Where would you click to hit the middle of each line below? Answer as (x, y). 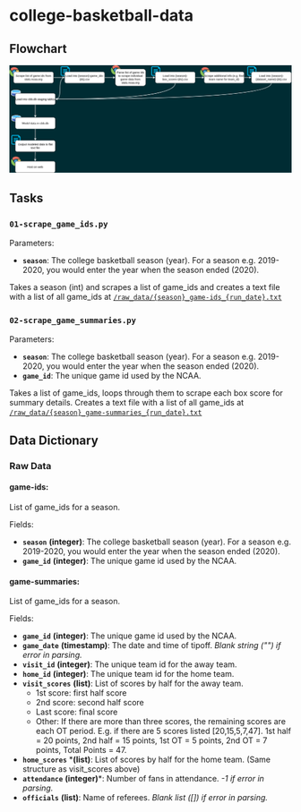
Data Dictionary (54, 440)
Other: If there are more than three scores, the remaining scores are (161, 722)
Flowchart (38, 49)
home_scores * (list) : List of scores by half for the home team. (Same (146, 760)
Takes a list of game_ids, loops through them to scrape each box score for (146, 393)
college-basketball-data (102, 16)
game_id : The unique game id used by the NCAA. (112, 376)
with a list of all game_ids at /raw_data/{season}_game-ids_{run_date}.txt (146, 297)
